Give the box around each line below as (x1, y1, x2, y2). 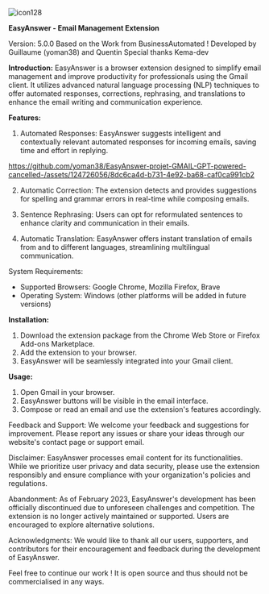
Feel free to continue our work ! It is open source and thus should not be (8, 568, 248, 578)
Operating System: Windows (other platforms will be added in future (19, 291, 247, 300)
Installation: (8, 315, 50, 324)
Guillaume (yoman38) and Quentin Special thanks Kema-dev (8, 48, 209, 56)
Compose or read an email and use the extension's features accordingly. (19, 405, 262, 414)
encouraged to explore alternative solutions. (8, 520, 155, 530)
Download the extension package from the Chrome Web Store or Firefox (19, 330, 260, 340)
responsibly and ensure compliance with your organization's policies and (8, 470, 251, 480)
